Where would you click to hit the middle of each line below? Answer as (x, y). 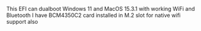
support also (22, 22)
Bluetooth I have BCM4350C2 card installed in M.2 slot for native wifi (93, 15)
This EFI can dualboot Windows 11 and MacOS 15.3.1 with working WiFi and (100, 9)
